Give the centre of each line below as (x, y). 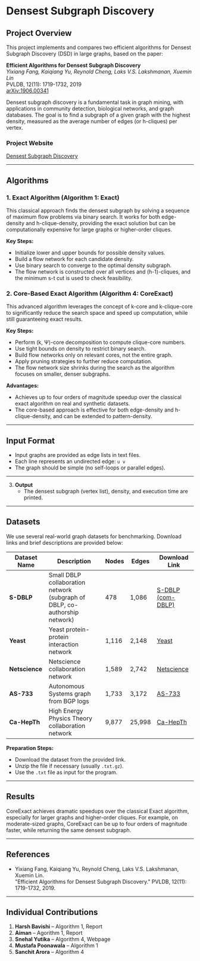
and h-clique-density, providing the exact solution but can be (101, 223)
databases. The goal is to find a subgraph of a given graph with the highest (98, 115)
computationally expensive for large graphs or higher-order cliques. (89, 229)
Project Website (30, 143)
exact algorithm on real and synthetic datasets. (72, 404)
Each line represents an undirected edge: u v (70, 462)
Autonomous (67, 686)
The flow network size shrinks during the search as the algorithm (94, 368)
